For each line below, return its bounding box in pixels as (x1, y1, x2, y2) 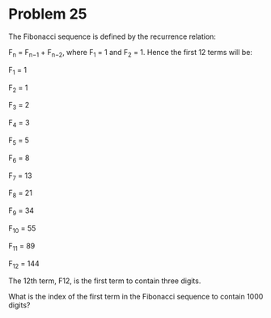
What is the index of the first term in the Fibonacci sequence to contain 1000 (8, 292, 264, 302)
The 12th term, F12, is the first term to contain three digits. (8, 276, 201, 286)
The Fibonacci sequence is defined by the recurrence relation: (8, 32, 217, 41)
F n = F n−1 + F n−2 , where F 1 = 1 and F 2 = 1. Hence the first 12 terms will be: (8, 47, 253, 59)
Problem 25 (8, 5, 87, 23)
